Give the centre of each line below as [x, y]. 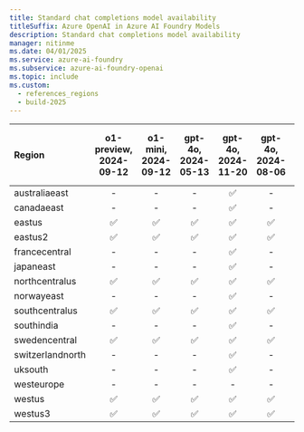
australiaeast [42, 193]
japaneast [35, 266]
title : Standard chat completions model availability [113, 18]
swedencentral [46, 341]
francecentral [43, 252]
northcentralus [45, 282]
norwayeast [39, 296]
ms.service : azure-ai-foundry [66, 60]
